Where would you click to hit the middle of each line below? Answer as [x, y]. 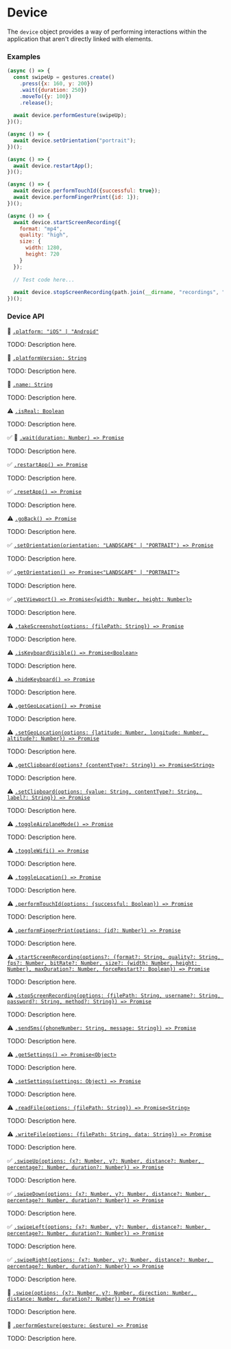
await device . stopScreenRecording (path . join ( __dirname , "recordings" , [116, 293]
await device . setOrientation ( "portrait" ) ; [75, 141]
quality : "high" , [44, 235]
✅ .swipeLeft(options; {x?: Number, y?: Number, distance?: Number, [107, 1227]
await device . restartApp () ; [53, 166]
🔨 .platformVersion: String [47, 358]
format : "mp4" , [41, 229]
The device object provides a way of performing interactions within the [107, 32]
